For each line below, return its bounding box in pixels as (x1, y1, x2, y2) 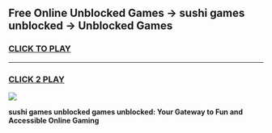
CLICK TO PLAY (8, 44, 71, 55)
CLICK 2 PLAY (8, 73, 65, 85)
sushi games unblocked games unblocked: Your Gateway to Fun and (8, 106, 244, 116)
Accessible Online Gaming (8, 115, 100, 125)
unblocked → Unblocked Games (8, 19, 173, 33)
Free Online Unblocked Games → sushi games (8, 6, 245, 20)
